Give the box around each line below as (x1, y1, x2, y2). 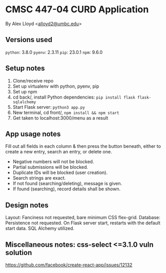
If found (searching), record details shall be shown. (12, 186, 121, 192)
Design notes (5, 201, 49, 209)
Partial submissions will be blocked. (12, 164, 89, 170)
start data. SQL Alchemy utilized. (5, 225, 75, 231)
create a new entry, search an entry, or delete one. (5, 149, 112, 155)
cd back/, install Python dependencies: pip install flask (12, 94, 136, 100)
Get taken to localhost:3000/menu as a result (12, 114, 109, 121)
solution (5, 248, 32, 257)
